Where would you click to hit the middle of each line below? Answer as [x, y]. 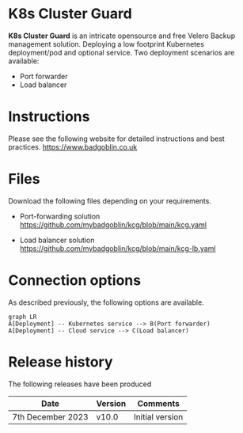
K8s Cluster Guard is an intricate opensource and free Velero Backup [122, 36]
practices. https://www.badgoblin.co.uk [73, 146]
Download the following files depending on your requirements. [110, 201]
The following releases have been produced [80, 384]
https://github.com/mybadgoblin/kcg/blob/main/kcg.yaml [113, 224]
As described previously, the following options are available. [106, 302]
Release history [61, 362]
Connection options [74, 280]
